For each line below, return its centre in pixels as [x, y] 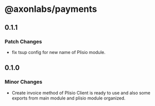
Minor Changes [23, 82]
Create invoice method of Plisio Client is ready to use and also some [81, 93]
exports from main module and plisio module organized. [68, 98]
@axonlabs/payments [51, 9]
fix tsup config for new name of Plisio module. [58, 52]
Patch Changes [23, 42]
